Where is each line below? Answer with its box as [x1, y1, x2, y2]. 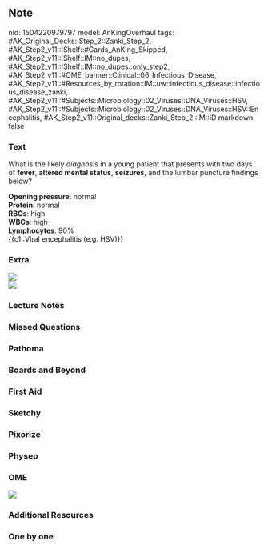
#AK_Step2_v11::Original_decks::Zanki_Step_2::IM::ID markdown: [43, 112, 256, 122]
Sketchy [8, 407, 42, 419]
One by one [8, 531, 54, 542]
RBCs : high [8, 209, 46, 218]
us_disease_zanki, [8, 87, 68, 97]
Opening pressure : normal [8, 192, 97, 202]
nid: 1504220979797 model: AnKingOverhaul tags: [8, 27, 174, 37]
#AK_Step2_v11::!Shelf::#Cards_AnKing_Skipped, [8, 44, 168, 54]
